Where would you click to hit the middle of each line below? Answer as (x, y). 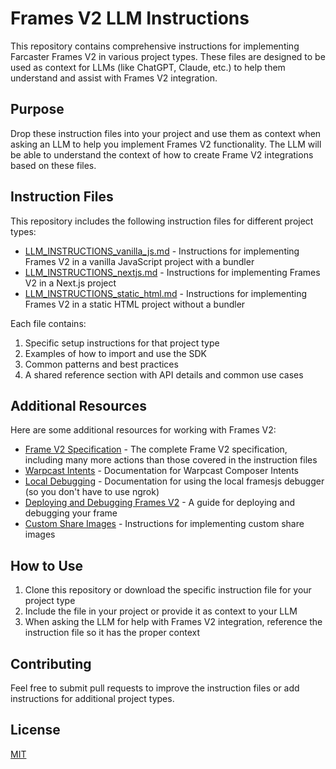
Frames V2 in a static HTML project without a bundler (135, 304)
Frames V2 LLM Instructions (130, 18)
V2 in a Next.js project (70, 283)
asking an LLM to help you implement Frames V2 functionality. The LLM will (166, 144)
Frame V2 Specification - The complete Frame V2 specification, (156, 449)
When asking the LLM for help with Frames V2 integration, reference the (173, 622)
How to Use (47, 565)
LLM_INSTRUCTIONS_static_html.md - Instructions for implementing (166, 293)
